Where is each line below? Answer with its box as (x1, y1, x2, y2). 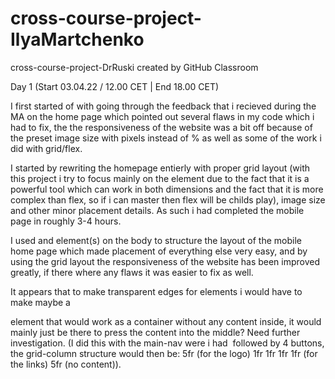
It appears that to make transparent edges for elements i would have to (10, 285, 303, 297)
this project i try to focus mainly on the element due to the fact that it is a (10, 172, 310, 184)
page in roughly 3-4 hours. (10, 215, 122, 227)
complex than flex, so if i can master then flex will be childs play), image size (10, 193, 326, 206)
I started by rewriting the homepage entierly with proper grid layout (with (10, 162, 311, 174)
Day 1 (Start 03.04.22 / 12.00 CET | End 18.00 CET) (10, 80, 220, 92)
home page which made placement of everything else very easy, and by (10, 245, 308, 257)
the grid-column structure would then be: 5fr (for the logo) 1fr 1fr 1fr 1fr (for (10, 347, 318, 359)
